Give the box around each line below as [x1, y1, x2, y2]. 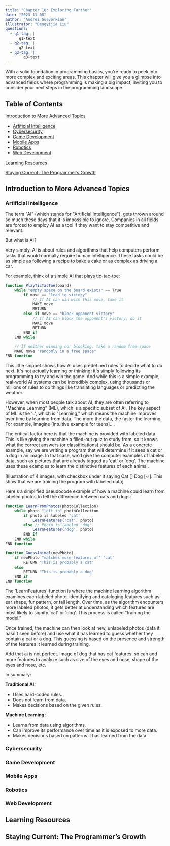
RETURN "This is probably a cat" [23, 560, 94, 565]
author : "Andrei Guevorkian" [5, 17, 67, 22]
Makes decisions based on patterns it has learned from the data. [12, 733, 148, 738]
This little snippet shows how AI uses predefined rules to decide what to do [5, 363, 163, 368]
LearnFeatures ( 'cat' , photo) [32, 518, 94, 523]
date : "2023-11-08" [5, 12, 47, 17]
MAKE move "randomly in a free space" [14, 349, 96, 354]
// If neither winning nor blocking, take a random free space [14, 344, 151, 349]
